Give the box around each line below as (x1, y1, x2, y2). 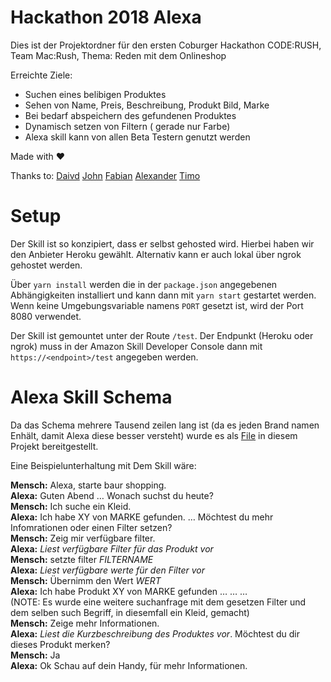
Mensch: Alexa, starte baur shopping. (10, 479, 167, 491)
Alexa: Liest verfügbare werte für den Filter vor (10, 564, 205, 576)
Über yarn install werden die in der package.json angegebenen (10, 278, 278, 290)
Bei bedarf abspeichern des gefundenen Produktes (24, 109, 237, 121)
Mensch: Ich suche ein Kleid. (10, 500, 132, 512)
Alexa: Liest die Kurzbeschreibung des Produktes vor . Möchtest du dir (10, 627, 300, 640)
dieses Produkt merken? (10, 638, 111, 650)
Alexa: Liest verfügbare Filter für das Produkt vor (10, 542, 214, 555)
